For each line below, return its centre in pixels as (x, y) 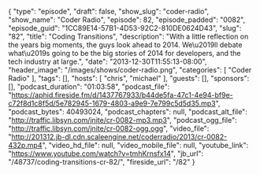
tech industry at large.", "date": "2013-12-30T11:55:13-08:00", (108, 61)
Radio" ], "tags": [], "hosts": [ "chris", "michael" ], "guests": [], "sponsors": (129, 78)
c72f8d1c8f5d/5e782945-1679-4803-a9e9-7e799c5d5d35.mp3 (112, 103)
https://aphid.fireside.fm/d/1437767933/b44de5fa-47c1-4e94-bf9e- (123, 95)
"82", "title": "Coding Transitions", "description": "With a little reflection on (128, 36)
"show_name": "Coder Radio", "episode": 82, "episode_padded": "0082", (127, 20)
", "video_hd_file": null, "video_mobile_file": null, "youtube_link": (145, 145)
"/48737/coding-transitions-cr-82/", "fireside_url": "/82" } (102, 162)
